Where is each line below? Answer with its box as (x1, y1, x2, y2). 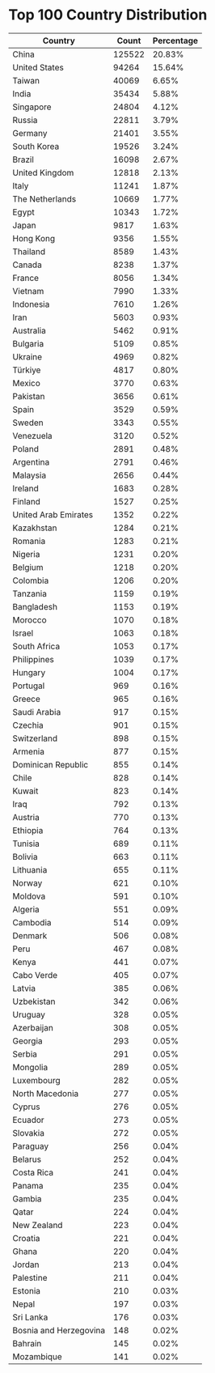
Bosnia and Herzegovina (12, 1324, 106, 1336)
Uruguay (12, 1009, 46, 1020)
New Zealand (12, 1219, 63, 1231)
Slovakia (12, 1127, 44, 1138)
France (12, 272, 39, 283)
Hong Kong (12, 232, 56, 244)
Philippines (12, 653, 54, 665)
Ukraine (12, 351, 43, 362)
